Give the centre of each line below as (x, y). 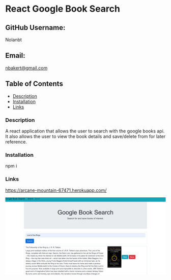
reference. (16, 142)
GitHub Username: (35, 28)
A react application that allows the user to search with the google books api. (85, 131)
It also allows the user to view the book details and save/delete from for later (85, 136)
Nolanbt (13, 40)
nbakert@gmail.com (26, 68)
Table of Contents (34, 84)
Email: (15, 56)
